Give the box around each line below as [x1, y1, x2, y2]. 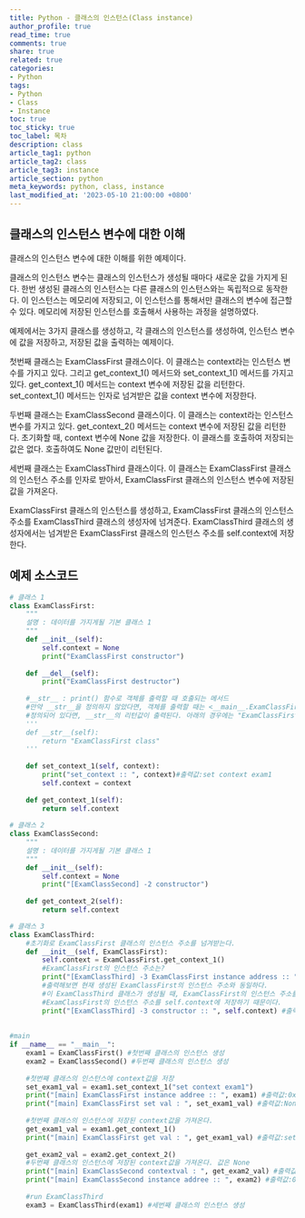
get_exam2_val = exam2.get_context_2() [25, 1150, 177, 1159]
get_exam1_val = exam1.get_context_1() [25, 1124, 177, 1133]
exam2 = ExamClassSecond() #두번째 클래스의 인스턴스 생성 [25, 1056, 229, 1066]
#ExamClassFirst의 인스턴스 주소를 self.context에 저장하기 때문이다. [42, 997, 282, 1007]
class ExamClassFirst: [9, 601, 95, 610]
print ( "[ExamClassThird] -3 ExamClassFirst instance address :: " [42, 973, 299, 982]
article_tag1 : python [9, 148, 92, 157]
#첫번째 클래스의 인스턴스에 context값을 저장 [25, 1073, 174, 1083]
